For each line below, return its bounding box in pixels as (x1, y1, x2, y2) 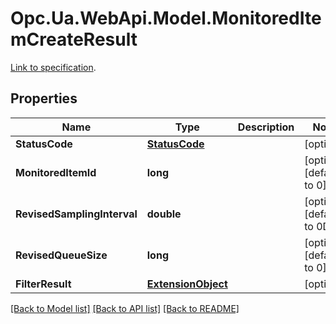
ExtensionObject (146, 277, 228, 291)
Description (237, 120, 295, 134)
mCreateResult (10, 28, 138, 51)
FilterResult (15, 277, 72, 291)
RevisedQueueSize (15, 248, 108, 262)
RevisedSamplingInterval (15, 207, 138, 221)
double (146, 207, 182, 221)
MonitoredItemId (15, 165, 97, 179)
